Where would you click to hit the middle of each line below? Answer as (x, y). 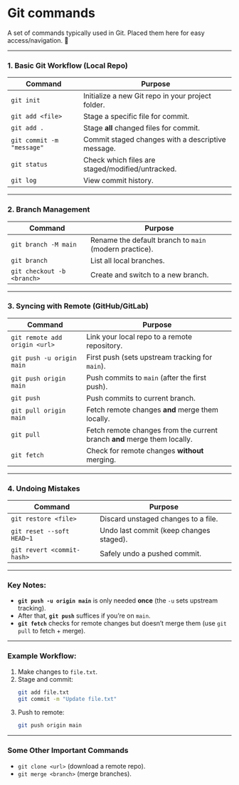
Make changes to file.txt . (58, 672)
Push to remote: (41, 712)
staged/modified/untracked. (130, 169)
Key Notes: (27, 586)
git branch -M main (44, 244)
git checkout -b (38, 271)
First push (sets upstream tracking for (149, 357)
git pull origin (38, 410)
